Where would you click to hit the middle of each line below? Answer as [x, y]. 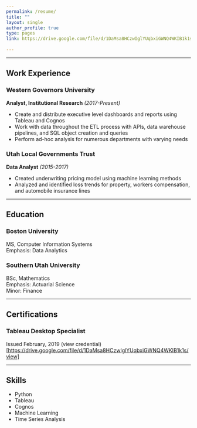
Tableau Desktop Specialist [46, 331]
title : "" [18, 17]
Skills [16, 380]
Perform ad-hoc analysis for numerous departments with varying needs [101, 139]
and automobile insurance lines [52, 190]
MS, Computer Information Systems [49, 244]
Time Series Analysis [40, 419]
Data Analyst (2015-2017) [37, 167]
